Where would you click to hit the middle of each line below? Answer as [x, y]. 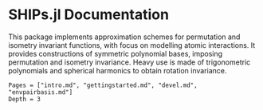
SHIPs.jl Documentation [89, 15]
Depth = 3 [25, 99]
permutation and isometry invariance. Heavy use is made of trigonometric [130, 62]
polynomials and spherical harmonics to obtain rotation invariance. [118, 70]
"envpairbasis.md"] [41, 92]
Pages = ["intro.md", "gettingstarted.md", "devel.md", [103, 85]
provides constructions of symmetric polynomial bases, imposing [116, 53]
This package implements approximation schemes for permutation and [124, 37]
